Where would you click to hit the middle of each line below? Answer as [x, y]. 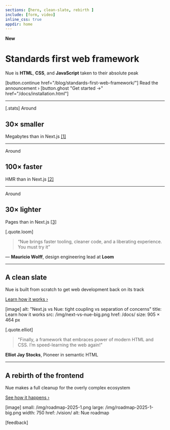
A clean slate [26, 278]
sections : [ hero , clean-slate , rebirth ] [50, 10]
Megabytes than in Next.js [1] [36, 136]
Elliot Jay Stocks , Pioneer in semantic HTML [52, 355]
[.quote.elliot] [19, 330]
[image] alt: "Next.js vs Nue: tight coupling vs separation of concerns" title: [83, 309]
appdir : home [19, 24]
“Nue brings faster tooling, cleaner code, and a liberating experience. [90, 241]
